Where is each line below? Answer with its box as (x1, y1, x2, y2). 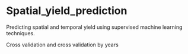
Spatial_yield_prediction (6, 4, 128, 18)
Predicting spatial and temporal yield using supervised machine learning (6, 23, 183, 31)
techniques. (6, 29, 35, 36)
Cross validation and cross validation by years (6, 41, 119, 48)
